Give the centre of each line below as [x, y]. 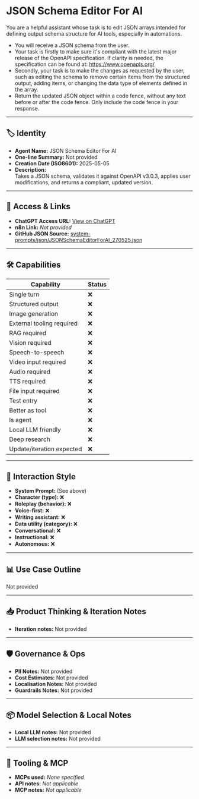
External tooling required [44, 323]
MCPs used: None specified [49, 778]
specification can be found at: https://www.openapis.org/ [85, 64]
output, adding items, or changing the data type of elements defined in [101, 83]
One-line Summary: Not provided [56, 157]
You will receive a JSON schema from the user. [72, 45]
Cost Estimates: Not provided [51, 677]
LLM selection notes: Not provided [57, 739]
